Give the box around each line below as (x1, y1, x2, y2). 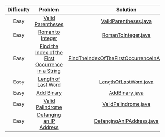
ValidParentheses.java (100, 18, 152, 24)
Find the (39, 43, 59, 50)
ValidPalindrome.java (102, 101, 151, 107)
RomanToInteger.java (102, 32, 151, 38)
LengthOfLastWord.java (99, 79, 154, 85)
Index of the (35, 49, 63, 55)
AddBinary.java (109, 89, 144, 96)
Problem (39, 6, 59, 13)
